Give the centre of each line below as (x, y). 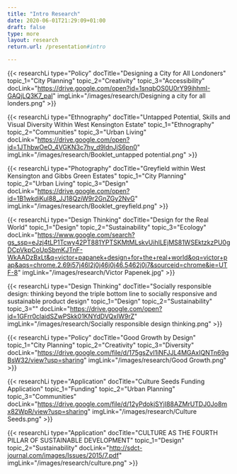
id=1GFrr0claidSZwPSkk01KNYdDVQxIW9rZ (71, 316)
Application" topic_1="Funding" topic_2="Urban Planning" (91, 389)
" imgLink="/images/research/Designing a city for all (129, 96)
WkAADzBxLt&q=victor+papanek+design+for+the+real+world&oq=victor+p (117, 257)
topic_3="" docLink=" (39, 309)
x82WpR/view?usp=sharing (48, 411)
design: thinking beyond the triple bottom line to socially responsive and (112, 294)
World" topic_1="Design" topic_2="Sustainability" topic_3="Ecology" (107, 227)
